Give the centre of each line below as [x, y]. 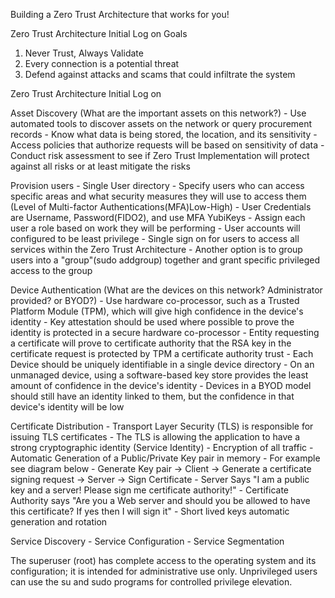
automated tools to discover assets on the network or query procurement [161, 123]
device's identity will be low [67, 407]
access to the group [51, 270]
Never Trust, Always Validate [84, 53]
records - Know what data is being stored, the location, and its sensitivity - [164, 134]
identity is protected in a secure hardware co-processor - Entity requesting [165, 332]
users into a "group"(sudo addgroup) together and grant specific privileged [165, 260]
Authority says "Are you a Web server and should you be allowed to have [160, 500]
